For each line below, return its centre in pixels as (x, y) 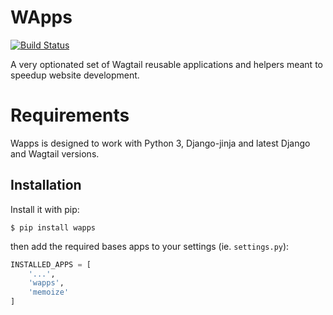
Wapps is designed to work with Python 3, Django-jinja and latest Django (160, 143)
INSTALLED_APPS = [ (51, 264)
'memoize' (49, 292)
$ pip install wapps (53, 227)
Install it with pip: (45, 209)
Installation (46, 185)
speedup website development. (75, 75)
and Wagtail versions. (55, 153)
